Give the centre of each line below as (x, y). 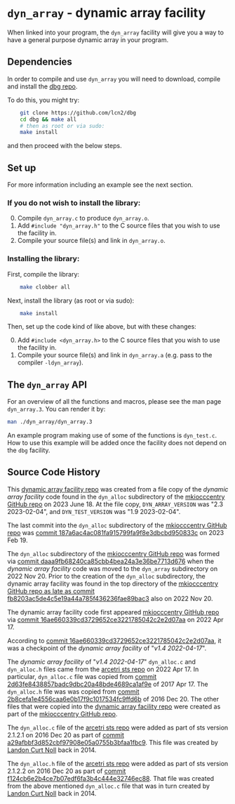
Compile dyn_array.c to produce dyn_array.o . (83, 218)
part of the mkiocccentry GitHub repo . (62, 713)
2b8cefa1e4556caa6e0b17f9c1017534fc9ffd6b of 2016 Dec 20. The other (113, 699)
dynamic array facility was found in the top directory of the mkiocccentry (113, 584)
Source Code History (54, 472)
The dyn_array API (47, 384)
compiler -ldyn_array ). (51, 362)
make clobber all (45, 287)
